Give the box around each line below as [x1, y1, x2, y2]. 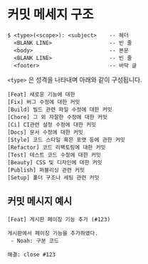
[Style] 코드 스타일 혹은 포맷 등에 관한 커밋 [7, 136, 126, 143]
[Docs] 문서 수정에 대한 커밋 [7, 129, 84, 136]
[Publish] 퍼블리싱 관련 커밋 [7, 167, 85, 174]
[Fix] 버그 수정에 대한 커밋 [7, 98, 80, 105]
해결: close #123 [7, 250, 55, 258]
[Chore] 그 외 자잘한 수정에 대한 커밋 [7, 113, 108, 121]
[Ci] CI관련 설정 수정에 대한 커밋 [7, 121, 97, 128]
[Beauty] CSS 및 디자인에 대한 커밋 [7, 159, 102, 166]
